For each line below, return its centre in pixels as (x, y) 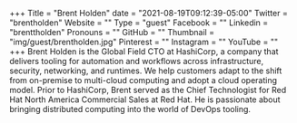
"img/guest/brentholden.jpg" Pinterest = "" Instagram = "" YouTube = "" (144, 42)
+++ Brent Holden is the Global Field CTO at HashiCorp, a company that (144, 52)
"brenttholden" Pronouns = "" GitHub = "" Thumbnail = (112, 32)
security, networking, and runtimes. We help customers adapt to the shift (146, 71)
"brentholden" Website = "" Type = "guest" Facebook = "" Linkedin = (139, 23)
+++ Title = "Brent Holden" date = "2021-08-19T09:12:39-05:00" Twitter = (148, 13)
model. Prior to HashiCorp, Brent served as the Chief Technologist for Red (148, 90)
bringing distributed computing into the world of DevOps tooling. (130, 109)
